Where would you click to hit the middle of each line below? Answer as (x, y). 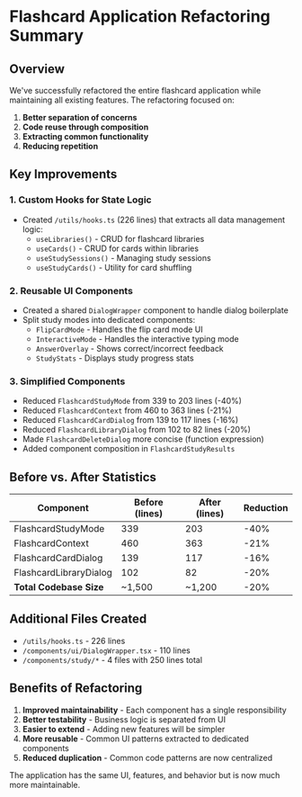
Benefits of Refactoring (76, 689)
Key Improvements (63, 174)
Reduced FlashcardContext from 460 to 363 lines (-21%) (127, 410)
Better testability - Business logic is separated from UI (124, 719)
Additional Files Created (78, 619)
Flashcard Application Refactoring (140, 17)
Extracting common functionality (85, 136)
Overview (37, 69)
